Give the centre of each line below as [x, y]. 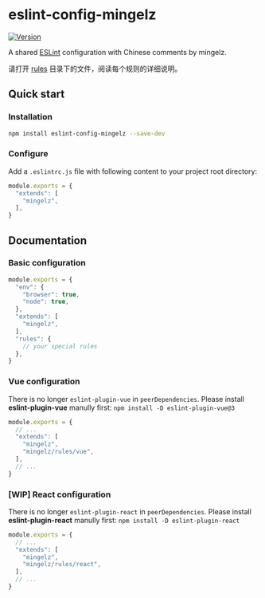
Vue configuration [45, 382]
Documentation [48, 240]
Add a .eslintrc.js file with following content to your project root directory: [132, 171]
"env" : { [30, 287]
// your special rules [60, 346]
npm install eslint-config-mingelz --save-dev [87, 133]
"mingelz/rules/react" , [62, 565]
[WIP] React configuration [60, 494]
